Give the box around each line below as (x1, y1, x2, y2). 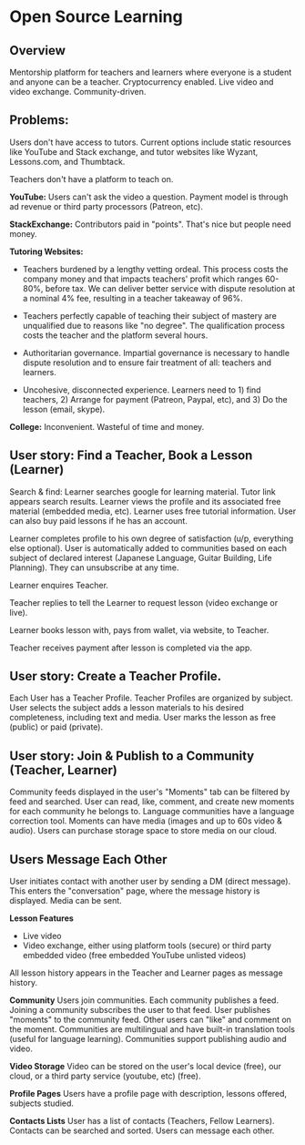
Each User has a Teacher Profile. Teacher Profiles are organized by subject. (9, 692, 293, 703)
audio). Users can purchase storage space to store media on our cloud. (9, 825, 278, 836)
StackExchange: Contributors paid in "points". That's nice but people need (9, 219, 291, 230)
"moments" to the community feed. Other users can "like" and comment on (9, 1014, 291, 1026)
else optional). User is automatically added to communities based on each (9, 542, 288, 553)
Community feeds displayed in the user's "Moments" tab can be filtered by (9, 786, 290, 798)
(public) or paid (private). (9, 721, 103, 732)
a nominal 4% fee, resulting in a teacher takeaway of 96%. (22, 292, 243, 303)
